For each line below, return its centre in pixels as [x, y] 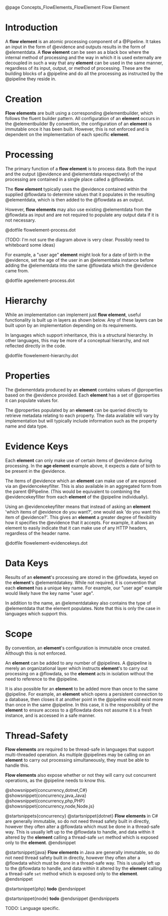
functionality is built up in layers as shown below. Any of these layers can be [84, 320]
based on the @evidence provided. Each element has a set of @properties [82, 395]
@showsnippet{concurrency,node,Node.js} [50, 806]
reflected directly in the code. [36, 346]
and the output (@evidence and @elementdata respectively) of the [74, 174]
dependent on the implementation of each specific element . [67, 134]
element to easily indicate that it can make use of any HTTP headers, [76, 528]
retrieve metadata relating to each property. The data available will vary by [82, 415]
